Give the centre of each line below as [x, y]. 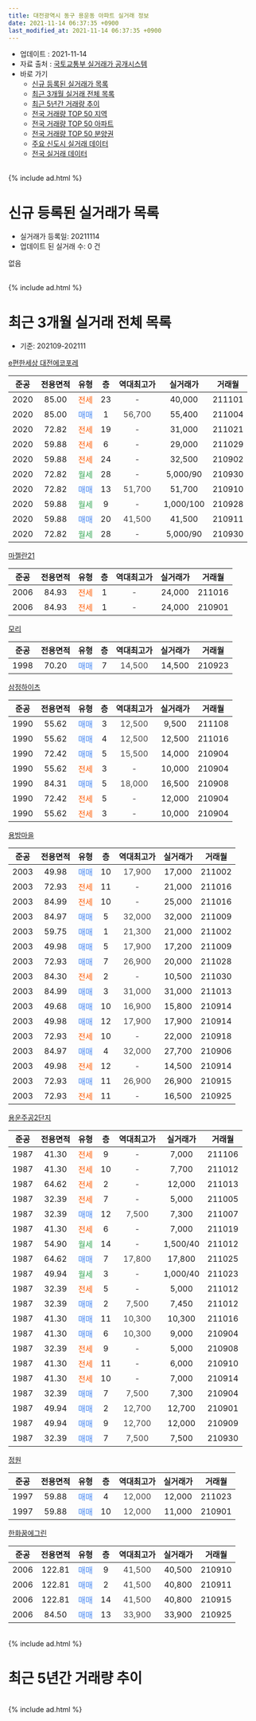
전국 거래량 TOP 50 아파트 [72, 124]
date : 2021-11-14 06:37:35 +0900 [64, 23]
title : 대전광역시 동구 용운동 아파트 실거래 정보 [79, 16]
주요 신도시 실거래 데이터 [70, 143]
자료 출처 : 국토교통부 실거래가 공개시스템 [83, 64]
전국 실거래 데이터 [59, 154]
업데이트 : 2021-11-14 [53, 54]
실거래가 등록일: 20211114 [60, 237]
